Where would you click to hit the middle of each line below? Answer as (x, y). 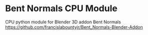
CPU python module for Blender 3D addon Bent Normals (63, 22)
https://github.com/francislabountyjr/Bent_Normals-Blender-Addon (74, 27)
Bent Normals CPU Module (61, 9)
